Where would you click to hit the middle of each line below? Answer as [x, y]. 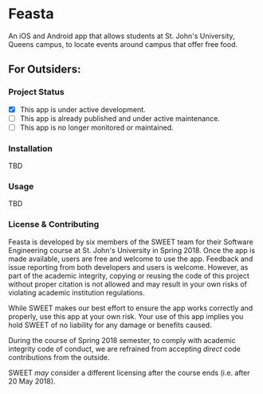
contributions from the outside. [59, 357]
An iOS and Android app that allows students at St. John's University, [122, 36]
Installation [31, 148]
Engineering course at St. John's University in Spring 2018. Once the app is [132, 250]
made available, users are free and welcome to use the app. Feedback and [131, 259]
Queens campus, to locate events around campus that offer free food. [123, 44]
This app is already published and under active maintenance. [120, 118]
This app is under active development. [82, 109]
